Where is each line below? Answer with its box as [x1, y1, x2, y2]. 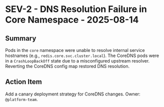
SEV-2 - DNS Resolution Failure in [5, 3, 147, 15]
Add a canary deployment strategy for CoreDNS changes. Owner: [5, 91, 141, 97]
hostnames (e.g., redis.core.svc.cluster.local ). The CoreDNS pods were [5, 52, 159, 58]
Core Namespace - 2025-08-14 [5, 14, 139, 25]
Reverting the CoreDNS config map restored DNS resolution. [5, 63, 130, 69]
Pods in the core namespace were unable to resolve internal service [5, 47, 145, 53]
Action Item [5, 77, 42, 86]
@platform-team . [5, 96, 38, 102]
